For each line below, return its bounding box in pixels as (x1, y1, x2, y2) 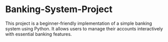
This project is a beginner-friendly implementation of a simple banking (5, 20, 152, 26)
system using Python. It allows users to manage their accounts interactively (5, 25, 163, 31)
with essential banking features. (5, 31, 72, 37)
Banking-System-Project (5, 4, 113, 15)
